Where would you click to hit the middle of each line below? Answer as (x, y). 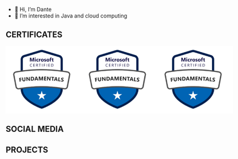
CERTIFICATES (34, 35)
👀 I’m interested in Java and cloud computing (71, 16)
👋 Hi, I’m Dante (33, 9)
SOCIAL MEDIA (35, 129)
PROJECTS (27, 150)
